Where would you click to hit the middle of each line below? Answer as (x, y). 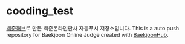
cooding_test (40, 11)
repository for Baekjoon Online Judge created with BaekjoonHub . (87, 34)
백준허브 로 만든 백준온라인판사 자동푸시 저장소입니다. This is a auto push (93, 28)
